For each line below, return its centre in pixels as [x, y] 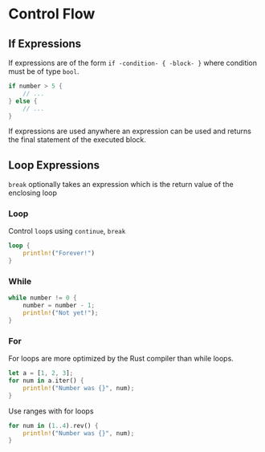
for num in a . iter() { [46, 381]
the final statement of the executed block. [77, 140]
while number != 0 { [43, 298]
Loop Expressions [54, 165]
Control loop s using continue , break [67, 231]
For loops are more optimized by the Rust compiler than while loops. [121, 359]
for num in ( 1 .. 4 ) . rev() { [53, 426]
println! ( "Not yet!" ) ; [61, 313]
